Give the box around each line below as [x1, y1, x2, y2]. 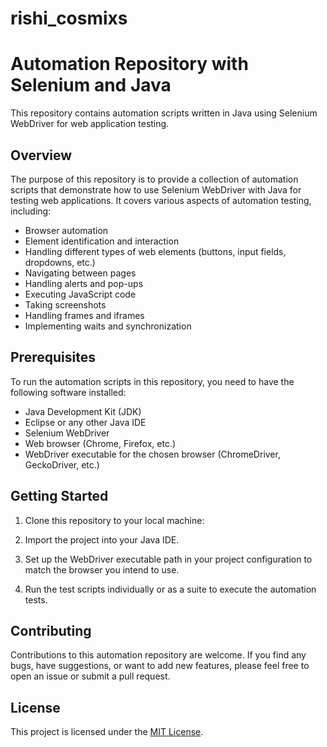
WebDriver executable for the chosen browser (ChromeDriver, [24, 448, 281, 460]
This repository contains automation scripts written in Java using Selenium [10, 107, 318, 119]
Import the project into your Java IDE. [24, 533, 180, 546]
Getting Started [10, 488, 109, 505]
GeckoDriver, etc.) [24, 458, 100, 471]
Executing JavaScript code [24, 288, 137, 300]
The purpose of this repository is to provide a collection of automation [10, 173, 299, 185]
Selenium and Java [10, 74, 172, 97]
